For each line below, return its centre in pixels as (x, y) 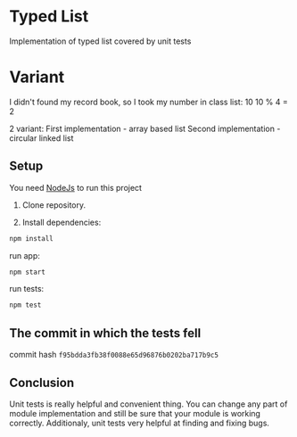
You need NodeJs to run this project (76, 187)
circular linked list (41, 138)
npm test (25, 305)
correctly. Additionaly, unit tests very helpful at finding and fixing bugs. (140, 423)
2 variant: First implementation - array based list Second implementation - (145, 128)
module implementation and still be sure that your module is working (135, 413)
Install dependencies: (62, 222)
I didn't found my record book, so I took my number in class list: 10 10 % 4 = (148, 102)
